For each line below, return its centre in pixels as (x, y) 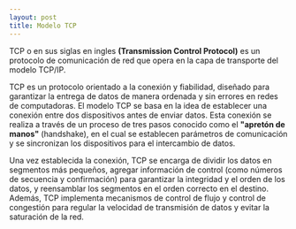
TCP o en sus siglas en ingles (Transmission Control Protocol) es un (135, 50)
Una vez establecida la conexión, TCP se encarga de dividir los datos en (140, 160)
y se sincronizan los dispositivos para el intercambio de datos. (122, 143)
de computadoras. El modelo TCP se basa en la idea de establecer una (138, 105)
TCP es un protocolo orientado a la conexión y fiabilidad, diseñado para (140, 87)
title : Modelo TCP (43, 26)
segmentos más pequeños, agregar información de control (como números (146, 170)
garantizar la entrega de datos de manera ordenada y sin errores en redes (144, 96)
